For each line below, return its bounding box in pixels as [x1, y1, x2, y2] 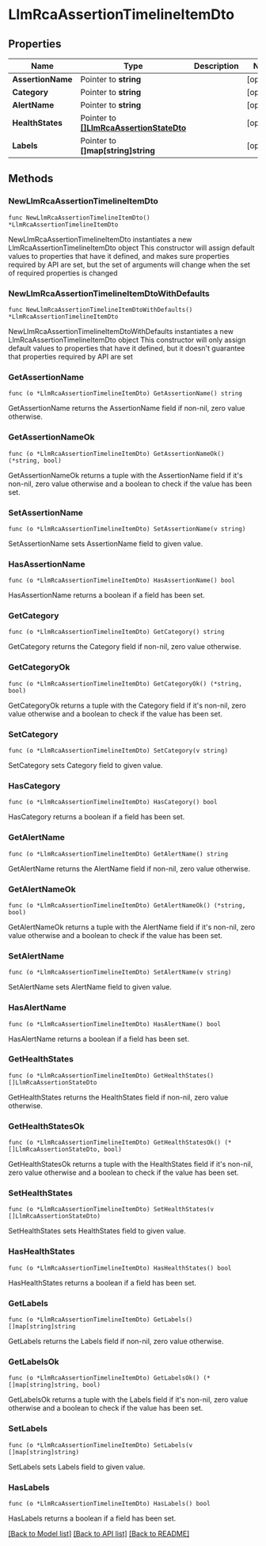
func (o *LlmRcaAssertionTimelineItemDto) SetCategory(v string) [8, 746, 228, 755]
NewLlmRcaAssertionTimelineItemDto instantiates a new [8, 234, 192, 244]
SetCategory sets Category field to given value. [8, 761, 163, 770]
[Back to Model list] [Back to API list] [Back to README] [8, 1529, 190, 1538]
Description [193, 61, 239, 71]
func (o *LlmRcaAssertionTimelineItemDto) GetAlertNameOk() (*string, [8, 901, 246, 910]
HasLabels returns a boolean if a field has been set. [8, 1514, 177, 1523]
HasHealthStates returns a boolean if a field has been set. [8, 1278, 196, 1287]
